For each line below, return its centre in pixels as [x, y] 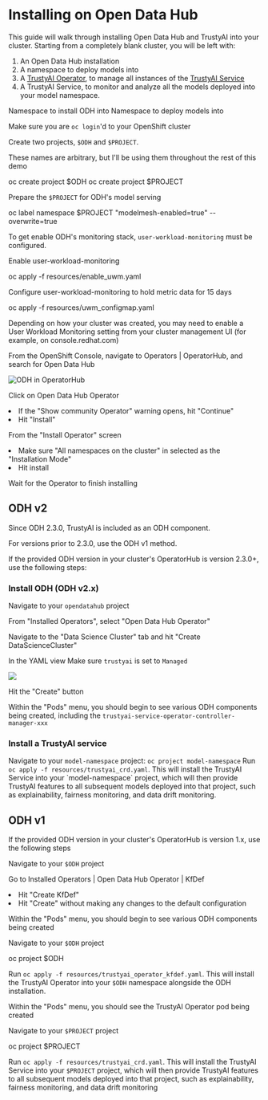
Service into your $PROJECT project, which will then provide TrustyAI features [133, 1070]
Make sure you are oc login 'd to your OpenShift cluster [100, 126]
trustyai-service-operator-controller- [169, 716]
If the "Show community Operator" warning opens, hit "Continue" [126, 410]
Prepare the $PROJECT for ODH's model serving [85, 197]
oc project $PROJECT [44, 1046]
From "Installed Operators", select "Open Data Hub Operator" [109, 621]
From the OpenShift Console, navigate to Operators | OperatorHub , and [126, 356]
